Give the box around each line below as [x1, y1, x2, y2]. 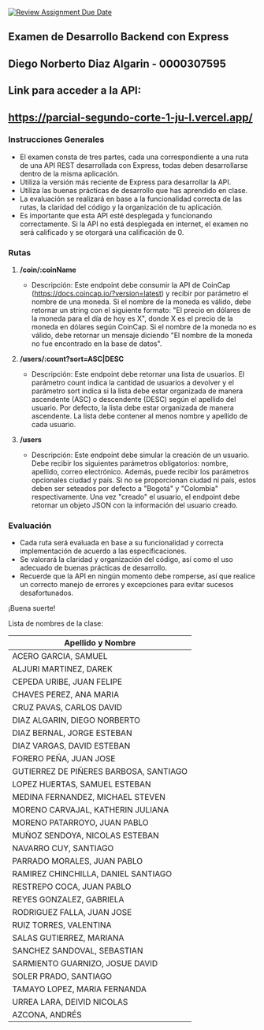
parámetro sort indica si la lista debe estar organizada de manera [31, 386, 244, 396]
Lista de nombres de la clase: [8, 619, 104, 628]
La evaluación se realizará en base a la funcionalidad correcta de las [19, 194, 243, 203]
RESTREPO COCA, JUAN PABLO [12, 881, 132, 892]
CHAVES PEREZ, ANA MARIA [12, 690, 120, 701]
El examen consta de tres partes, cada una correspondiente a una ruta [19, 152, 249, 162]
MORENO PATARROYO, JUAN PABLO [12, 817, 149, 828]
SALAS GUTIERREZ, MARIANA [12, 932, 125, 943]
